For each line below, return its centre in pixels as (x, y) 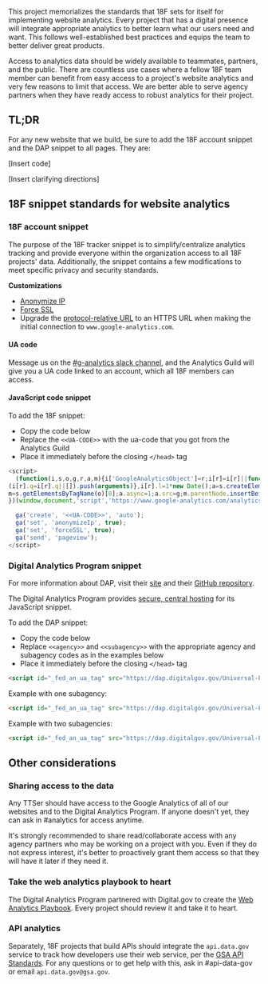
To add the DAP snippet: (48, 622)
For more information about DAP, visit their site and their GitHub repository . (132, 582)
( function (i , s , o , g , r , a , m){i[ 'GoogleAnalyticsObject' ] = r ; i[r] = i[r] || (132, 478)
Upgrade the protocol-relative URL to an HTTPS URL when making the (135, 318)
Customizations (35, 285)
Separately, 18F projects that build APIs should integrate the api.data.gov (129, 946)
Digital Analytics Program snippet (75, 566)
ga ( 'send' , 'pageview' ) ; (57, 538)
